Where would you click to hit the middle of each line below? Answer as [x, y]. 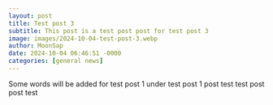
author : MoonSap [36, 46]
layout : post [30, 16]
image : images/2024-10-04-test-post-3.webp [83, 38]
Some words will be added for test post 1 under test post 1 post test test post [136, 84]
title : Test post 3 [41, 23]
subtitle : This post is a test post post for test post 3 [108, 31]
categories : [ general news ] [56, 61]
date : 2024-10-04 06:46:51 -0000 [65, 53]
